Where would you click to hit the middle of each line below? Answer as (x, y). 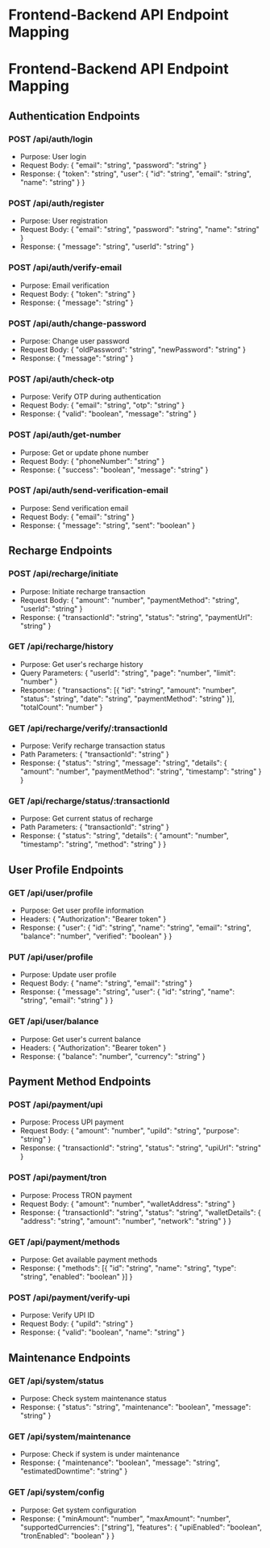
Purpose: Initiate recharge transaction (83, 591)
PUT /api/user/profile (51, 957)
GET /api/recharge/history (61, 647)
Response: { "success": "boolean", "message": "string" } (114, 470)
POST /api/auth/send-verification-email (88, 491)
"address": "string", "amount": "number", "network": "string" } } (126, 1221)
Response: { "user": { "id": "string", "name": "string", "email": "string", (135, 928)
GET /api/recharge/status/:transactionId (89, 801)
